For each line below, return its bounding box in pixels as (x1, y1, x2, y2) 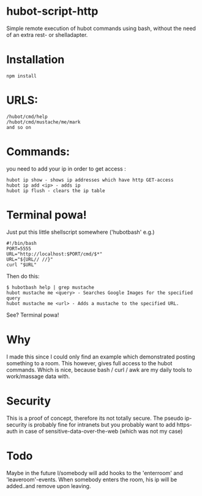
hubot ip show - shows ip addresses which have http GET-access (6, 177, 174, 183)
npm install (6, 72, 37, 79)
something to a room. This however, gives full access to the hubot (6, 359, 173, 366)
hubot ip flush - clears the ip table (6, 187, 105, 194)
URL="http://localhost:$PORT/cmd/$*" (6, 250, 103, 257)
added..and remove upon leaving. (6, 482, 91, 489)
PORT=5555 (6, 246, 32, 252)
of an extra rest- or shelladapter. (6, 31, 88, 38)
